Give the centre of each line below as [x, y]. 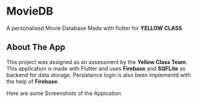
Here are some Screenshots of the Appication [64, 93]
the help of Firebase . [33, 81]
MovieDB [30, 11]
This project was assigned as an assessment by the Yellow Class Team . [97, 62]
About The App [36, 47]
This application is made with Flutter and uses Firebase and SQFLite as [96, 68]
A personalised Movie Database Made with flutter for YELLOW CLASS [94, 28]
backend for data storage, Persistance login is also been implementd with [99, 75]
